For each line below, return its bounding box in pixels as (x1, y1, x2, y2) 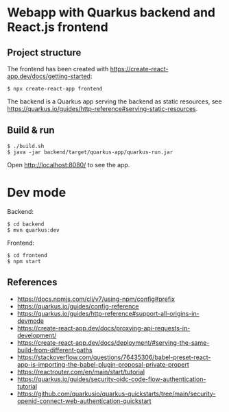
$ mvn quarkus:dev (7, 226, 60, 234)
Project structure (7, 47, 82, 58)
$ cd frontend (7, 252, 48, 258)
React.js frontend (7, 19, 108, 35)
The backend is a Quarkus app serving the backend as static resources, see (7, 97, 222, 106)
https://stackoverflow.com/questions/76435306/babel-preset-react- (16, 353, 211, 361)
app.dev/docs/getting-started (7, 72, 91, 80)
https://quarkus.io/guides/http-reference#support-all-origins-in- (16, 309, 200, 317)
